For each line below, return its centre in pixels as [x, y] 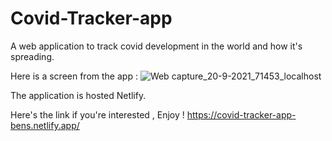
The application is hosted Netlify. [78, 95]
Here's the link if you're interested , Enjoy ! [97, 114]
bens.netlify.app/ [45, 125]
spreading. [32, 56]
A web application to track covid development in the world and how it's [156, 46]
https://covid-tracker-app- [241, 114]
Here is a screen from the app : [74, 76]
